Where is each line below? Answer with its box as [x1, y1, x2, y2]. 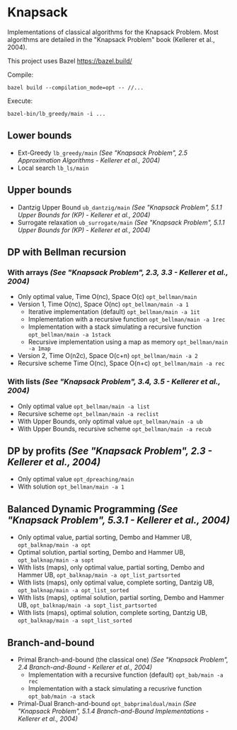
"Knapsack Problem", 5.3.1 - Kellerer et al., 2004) [7, 514, 230, 526]
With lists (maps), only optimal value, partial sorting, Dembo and [17, 563, 205, 572]
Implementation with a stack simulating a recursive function [28, 322, 202, 331]
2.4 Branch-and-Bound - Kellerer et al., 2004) [17, 663, 153, 671]
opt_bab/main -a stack [28, 693, 96, 700]
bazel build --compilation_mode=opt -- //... [7, 84, 144, 91]
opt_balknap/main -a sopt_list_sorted [17, 617, 132, 625]
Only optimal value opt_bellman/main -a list [17, 402, 150, 410]
